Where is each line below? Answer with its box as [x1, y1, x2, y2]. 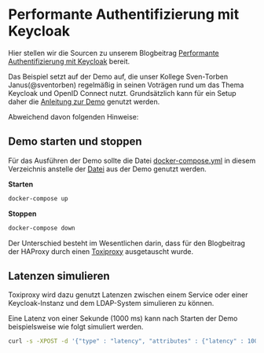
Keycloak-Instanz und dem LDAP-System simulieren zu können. [8, 299, 214, 308]
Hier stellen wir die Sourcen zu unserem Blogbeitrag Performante [8, 48, 220, 57]
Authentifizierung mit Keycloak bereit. [8, 57, 130, 66]
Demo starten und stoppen [8, 135, 142, 149]
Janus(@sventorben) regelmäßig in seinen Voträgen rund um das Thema [8, 80, 244, 90]
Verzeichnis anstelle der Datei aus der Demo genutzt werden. [8, 164, 207, 174]
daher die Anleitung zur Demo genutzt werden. [8, 97, 160, 106]
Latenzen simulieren [8, 269, 110, 282]
